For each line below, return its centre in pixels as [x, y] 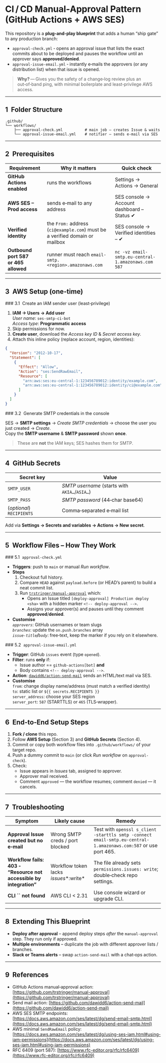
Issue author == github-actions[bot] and [62, 665]
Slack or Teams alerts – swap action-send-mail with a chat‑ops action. [85, 954]
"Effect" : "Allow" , [38, 367]
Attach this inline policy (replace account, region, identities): [73, 339]
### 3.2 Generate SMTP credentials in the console [57, 413]
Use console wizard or [120, 892]
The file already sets [117, 863]
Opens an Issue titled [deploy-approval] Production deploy [88, 598]
